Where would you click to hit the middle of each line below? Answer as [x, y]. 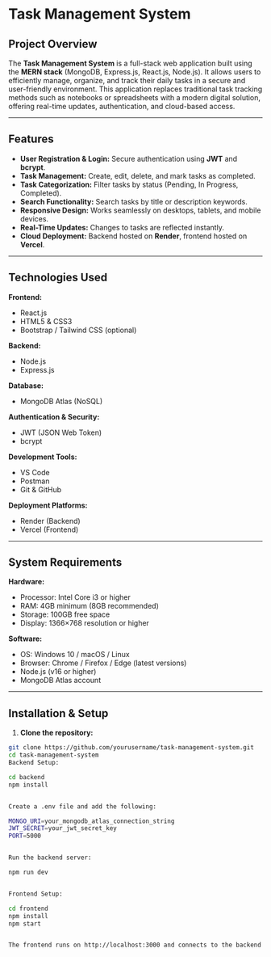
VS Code [35, 472]
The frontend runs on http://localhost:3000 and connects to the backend [135, 945]
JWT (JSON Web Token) [61, 432]
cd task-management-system [54, 755]
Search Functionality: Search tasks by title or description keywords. [133, 201]
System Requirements [65, 563]
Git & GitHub [41, 489]
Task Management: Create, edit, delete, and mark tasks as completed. [138, 175]
